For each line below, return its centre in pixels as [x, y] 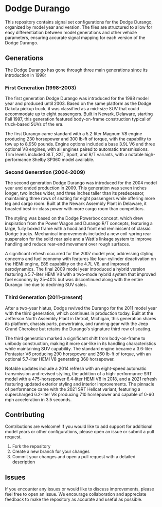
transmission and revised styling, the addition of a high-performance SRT [79, 373]
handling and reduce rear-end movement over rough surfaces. [68, 244]
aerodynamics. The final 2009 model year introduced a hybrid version [75, 269]
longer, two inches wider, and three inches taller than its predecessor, [75, 193]
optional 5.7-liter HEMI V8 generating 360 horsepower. [60, 359]
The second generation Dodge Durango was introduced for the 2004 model [81, 183]
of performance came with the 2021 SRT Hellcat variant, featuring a [73, 389]
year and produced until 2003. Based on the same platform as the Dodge [78, 103]
